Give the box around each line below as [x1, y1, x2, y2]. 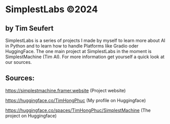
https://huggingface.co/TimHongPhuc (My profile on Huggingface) [5, 97, 147, 103]
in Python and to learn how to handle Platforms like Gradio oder [5, 43, 139, 49]
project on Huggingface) [5, 112, 57, 118]
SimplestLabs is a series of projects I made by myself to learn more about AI [5, 37, 166, 43]
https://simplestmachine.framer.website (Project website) [5, 87, 126, 93]
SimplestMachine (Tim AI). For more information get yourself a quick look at [5, 54, 165, 60]
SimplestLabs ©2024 [5, 4, 98, 15]
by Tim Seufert [5, 24, 54, 33]
